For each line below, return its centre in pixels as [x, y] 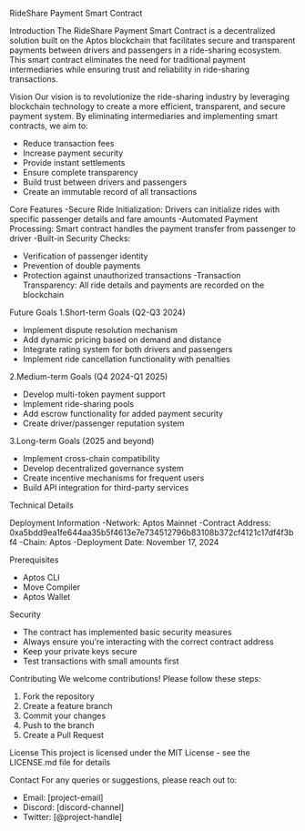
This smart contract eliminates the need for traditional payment [127, 60]
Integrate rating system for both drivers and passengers [127, 349]
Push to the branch [58, 725]
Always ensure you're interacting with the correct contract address [148, 642]
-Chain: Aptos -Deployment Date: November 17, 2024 [119, 542]
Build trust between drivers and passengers [105, 182]
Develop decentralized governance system [103, 468]
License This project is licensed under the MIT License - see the [130, 753]
